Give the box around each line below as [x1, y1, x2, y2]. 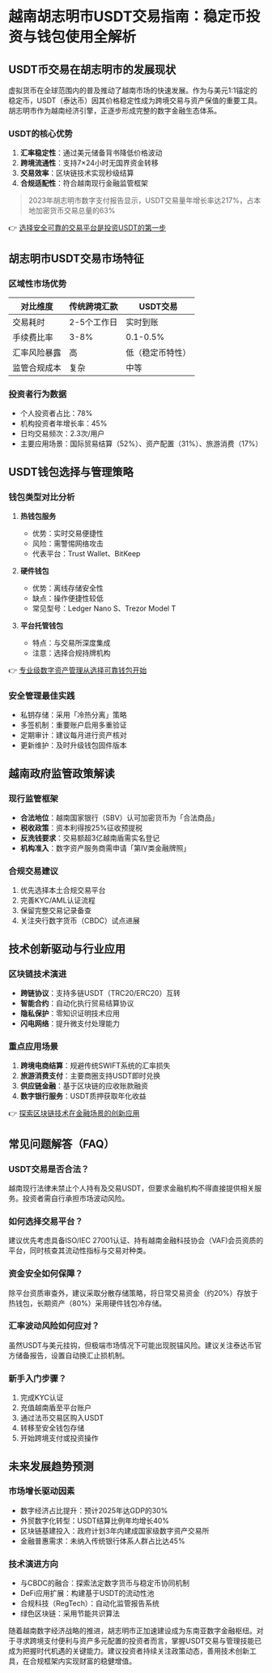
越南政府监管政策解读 [8, 766, 115, 780]
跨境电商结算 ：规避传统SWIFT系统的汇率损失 [19, 1061, 171, 1070]
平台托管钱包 [19, 620, 63, 630]
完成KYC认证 [19, 1392, 64, 1403]
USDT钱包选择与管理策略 [8, 465, 134, 478]
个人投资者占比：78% [19, 409, 93, 418]
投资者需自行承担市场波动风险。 [22, 1193, 130, 1203]
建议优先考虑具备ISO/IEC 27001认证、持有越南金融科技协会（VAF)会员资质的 [8, 1236, 264, 1246]
